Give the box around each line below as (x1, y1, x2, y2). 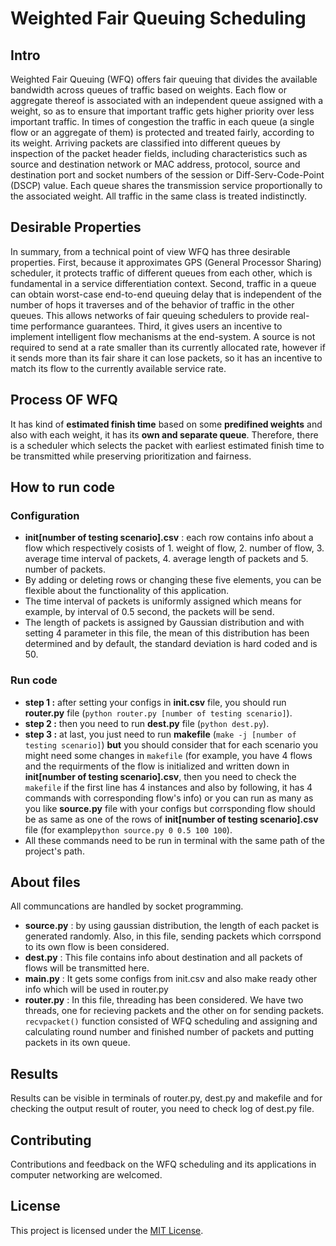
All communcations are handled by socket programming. (10, 900, 244, 912)
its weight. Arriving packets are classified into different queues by (10, 137, 281, 149)
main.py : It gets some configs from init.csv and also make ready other (24, 973, 318, 985)
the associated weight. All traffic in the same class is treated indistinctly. (10, 190, 308, 202)
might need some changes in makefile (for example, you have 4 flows (24, 749, 313, 761)
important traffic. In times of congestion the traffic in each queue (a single (10, 116, 315, 127)
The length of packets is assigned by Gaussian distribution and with (24, 617, 305, 629)
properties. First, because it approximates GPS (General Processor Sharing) (10, 256, 322, 268)
